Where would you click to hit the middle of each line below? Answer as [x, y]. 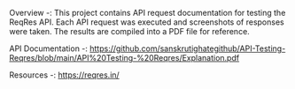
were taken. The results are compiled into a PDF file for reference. [129, 31]
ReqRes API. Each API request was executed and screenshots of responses [147, 22]
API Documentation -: [49, 48]
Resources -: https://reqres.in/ [64, 75]
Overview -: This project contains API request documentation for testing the [147, 13]
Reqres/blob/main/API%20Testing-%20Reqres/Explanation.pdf [124, 58]
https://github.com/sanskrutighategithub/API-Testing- [188, 48]
